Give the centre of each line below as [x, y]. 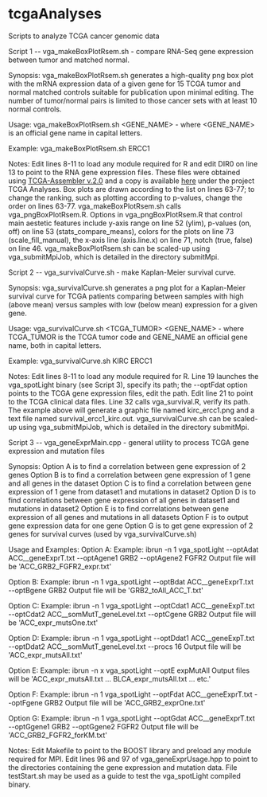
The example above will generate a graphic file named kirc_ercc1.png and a [132, 410]
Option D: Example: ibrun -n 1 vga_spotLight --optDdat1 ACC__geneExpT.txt [132, 638]
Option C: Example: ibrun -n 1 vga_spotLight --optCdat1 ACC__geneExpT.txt [132, 605]
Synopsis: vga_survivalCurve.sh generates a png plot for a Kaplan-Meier [127, 287]
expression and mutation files [56, 451]
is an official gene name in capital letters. [75, 133]
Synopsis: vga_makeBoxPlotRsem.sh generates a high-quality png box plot [131, 75]
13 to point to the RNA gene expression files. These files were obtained [124, 172]
